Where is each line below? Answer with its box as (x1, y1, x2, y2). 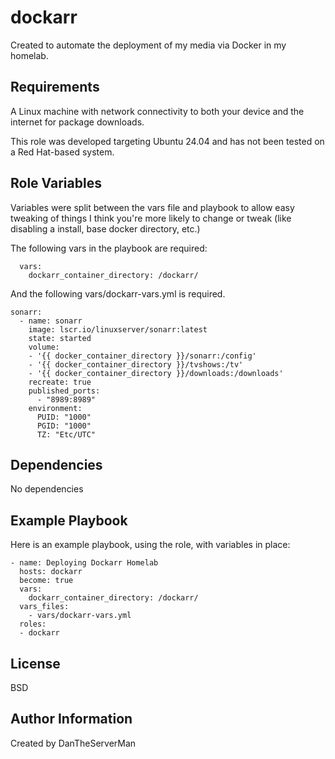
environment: (28, 403, 83, 413)
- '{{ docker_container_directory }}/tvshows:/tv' (28, 359, 244, 370)
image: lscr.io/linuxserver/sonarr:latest (28, 324, 208, 335)
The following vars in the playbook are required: (10, 242, 208, 254)
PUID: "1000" (36, 412, 92, 422)
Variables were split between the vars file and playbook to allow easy (10, 201, 295, 213)
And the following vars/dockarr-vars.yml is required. (10, 287, 226, 300)
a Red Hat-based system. (10, 146, 115, 158)
